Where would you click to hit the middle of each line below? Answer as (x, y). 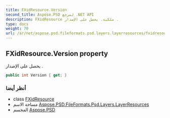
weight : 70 (17, 29)
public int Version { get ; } (36, 75)
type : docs (17, 24)
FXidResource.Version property (57, 54)
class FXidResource (34, 99)
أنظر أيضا (16, 88)
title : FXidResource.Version (36, 10)
